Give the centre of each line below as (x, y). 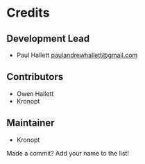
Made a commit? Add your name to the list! (68, 153)
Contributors (35, 77)
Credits (28, 13)
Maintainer (31, 123)
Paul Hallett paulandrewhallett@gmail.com (77, 55)
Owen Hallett (35, 93)
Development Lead (48, 39)
